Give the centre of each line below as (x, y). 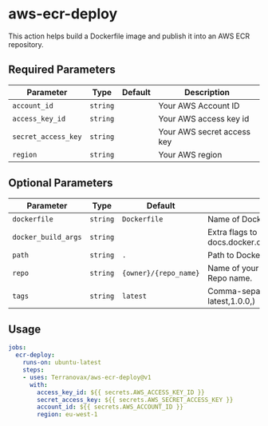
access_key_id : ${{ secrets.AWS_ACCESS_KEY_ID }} (121, 392)
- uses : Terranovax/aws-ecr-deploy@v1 (87, 377)
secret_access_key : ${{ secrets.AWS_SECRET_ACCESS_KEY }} (135, 400)
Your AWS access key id (204, 118)
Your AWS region (190, 154)
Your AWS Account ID (199, 106)
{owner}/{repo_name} (161, 273)
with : (38, 384)
